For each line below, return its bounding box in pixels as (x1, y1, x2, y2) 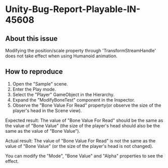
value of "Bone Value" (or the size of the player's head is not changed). (5, 143, 153, 149)
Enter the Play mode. (12, 86, 57, 92)
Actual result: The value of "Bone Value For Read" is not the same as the (5, 137, 156, 144)
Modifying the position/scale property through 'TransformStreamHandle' (5, 48, 156, 53)
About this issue (5, 34, 58, 43)
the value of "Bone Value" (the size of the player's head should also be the (5, 122, 160, 129)
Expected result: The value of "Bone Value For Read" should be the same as (5, 117, 163, 123)
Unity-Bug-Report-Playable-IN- (5, 4, 141, 15)
